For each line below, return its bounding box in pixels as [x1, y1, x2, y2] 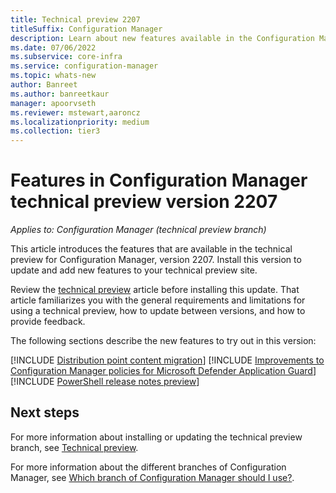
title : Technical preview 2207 [10, 14, 141, 25]
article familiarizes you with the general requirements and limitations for [10, 294, 306, 306]
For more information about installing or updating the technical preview [10, 431, 303, 443]
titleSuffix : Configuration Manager [10, 24, 163, 34]
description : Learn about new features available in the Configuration [10, 33, 315, 43]
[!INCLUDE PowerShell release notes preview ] [10, 376, 200, 388]
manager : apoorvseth [10, 98, 97, 108]
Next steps [10, 404, 80, 421]
